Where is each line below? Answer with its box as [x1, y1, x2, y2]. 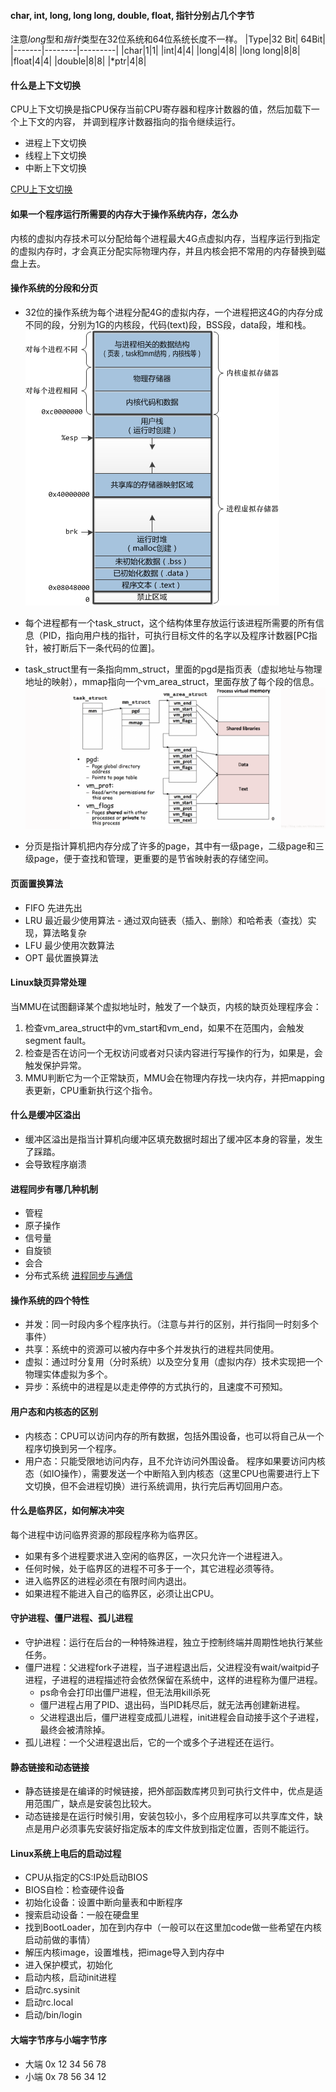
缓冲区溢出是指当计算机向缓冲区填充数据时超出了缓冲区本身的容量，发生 [24, 1133, 323, 1145]
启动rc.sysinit [24, 1984, 81, 1996]
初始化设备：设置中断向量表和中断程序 [24, 1896, 183, 1909]
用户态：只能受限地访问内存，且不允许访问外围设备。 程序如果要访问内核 [24, 1455, 326, 1467]
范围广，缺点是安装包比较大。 [33, 1798, 157, 1810]
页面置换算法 [10, 877, 63, 889]
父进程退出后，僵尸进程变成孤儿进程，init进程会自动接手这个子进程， [39, 1711, 325, 1723]
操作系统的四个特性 [10, 1294, 90, 1306]
